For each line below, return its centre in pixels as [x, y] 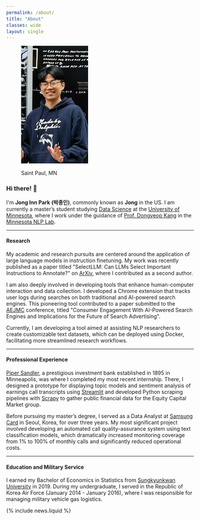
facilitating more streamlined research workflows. [67, 340]
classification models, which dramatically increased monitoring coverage [96, 435]
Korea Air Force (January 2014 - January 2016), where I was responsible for [99, 493]
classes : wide [24, 25]
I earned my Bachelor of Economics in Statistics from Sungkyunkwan [91, 480]
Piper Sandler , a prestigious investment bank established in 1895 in [88, 373]
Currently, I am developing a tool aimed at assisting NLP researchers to [93, 328]
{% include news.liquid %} [39, 511]
